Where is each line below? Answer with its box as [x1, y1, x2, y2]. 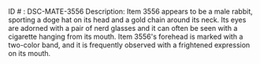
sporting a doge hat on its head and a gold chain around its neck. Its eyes [8, 15, 247, 24]
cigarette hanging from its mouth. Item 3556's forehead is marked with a [8, 32, 243, 41]
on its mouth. [8, 49, 51, 58]
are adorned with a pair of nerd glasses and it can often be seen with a [8, 24, 238, 32]
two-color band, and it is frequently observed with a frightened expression [8, 40, 251, 50]
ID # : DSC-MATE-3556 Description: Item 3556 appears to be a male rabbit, [8, 7, 254, 16]
